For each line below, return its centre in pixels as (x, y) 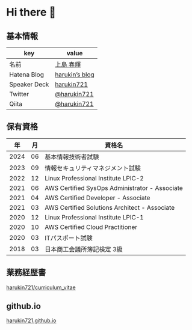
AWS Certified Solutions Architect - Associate (110, 207)
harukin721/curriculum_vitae (41, 287)
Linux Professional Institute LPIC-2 (94, 178)
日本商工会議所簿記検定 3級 (84, 249)
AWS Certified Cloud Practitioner (91, 227)
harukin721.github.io (31, 320)
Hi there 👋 (31, 12)
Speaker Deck (29, 84)
